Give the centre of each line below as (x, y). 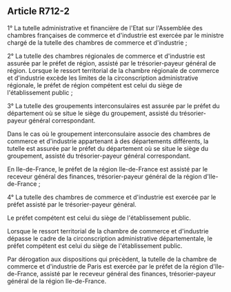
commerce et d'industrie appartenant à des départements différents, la (108, 141)
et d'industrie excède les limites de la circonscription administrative (103, 78)
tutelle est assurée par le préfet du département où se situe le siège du (108, 148)
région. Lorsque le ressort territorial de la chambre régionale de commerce (113, 70)
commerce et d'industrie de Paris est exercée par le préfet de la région (108, 266)
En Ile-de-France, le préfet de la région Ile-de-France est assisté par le (108, 169)
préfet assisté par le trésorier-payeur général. (72, 204)
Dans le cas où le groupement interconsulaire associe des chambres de (109, 134)
